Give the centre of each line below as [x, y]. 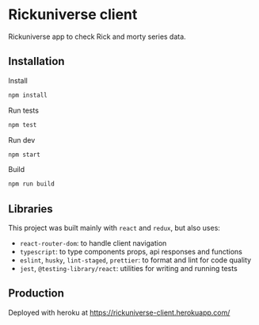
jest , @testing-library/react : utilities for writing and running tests [128, 269]
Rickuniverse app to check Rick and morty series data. [97, 36]
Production [36, 294]
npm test [23, 124]
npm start [25, 155]
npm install [28, 95]
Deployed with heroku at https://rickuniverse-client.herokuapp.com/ [119, 312]
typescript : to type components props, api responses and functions [131, 252]
